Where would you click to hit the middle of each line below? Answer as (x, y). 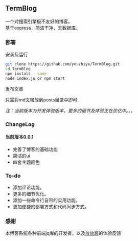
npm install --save (26, 74)
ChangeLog (20, 124)
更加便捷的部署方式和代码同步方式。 (51, 207)
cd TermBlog (18, 69)
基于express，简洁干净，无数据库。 (43, 28)
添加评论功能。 (28, 188)
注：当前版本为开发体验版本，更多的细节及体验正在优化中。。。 (70, 111)
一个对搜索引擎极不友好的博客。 (39, 21)
